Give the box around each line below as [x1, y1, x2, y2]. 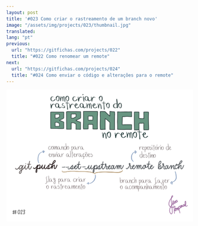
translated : [6, 28, 36, 34]
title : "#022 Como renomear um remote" [11, 53, 110, 59]
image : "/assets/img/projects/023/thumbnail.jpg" [6, 22, 132, 28]
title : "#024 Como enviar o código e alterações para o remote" [11, 72, 174, 78]
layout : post [6, 9, 39, 15]
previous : [6, 41, 31, 47]
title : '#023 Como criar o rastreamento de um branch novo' [6, 15, 158, 22]
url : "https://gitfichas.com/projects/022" [11, 47, 120, 53]
